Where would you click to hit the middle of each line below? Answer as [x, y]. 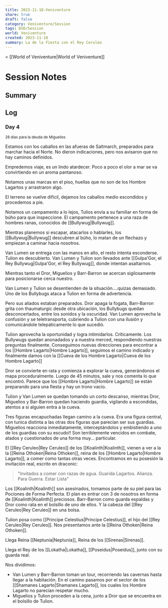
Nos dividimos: [21, 565]
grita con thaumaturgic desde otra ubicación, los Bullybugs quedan [75, 309]
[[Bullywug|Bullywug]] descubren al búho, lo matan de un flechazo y [76, 238]
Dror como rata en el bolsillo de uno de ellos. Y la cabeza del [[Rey [74, 505]
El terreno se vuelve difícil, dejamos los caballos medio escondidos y [76, 197]
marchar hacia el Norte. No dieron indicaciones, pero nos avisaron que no [81, 152]
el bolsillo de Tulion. [33, 601]
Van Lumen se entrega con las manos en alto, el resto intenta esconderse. [82, 253]
